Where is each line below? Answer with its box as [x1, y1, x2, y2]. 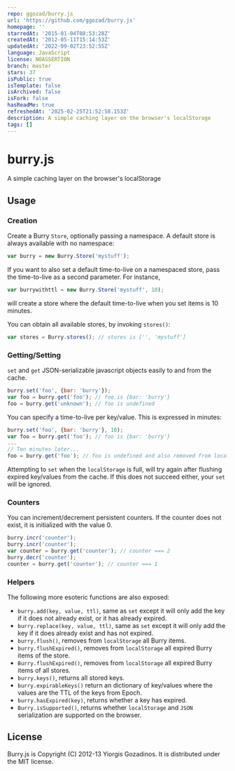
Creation [7, 215, 38, 225]
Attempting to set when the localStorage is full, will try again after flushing [7, 465, 222, 474]
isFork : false [7, 95, 49, 102]
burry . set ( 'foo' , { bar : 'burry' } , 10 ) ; [7, 426, 124, 433]
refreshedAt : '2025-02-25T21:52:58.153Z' [7, 108, 130, 115]
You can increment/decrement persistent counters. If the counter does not [7, 513, 222, 522]
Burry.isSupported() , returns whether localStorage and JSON [17, 704, 194, 712]
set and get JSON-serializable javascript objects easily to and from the [7, 366, 212, 375]
